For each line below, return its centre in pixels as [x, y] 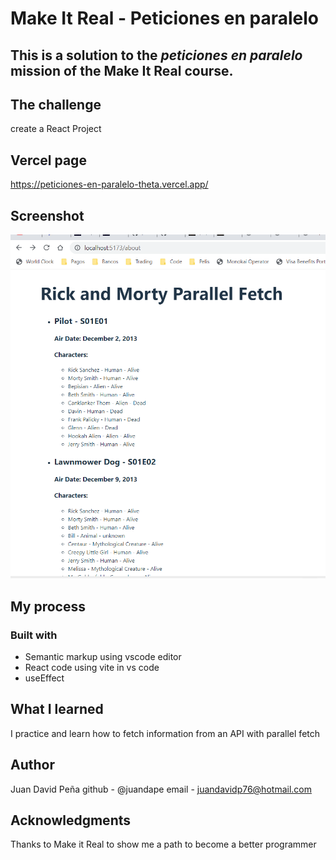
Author [32, 765]
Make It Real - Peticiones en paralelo [164, 18]
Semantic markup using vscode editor [103, 656]
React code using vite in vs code [92, 667]
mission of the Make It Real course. [122, 70]
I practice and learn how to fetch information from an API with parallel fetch [165, 733]
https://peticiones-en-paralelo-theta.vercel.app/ [109, 184]
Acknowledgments [71, 820]
